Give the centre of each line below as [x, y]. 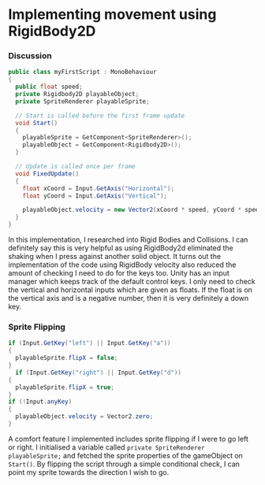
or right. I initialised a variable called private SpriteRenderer [106, 447]
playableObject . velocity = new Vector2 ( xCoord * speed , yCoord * [132, 210]
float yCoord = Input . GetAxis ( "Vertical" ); [95, 196]
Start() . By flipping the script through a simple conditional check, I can [124, 464]
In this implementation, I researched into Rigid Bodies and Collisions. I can [128, 240]
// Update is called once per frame [75, 167]
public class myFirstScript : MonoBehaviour [82, 72]
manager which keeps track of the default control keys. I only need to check [132, 282]
